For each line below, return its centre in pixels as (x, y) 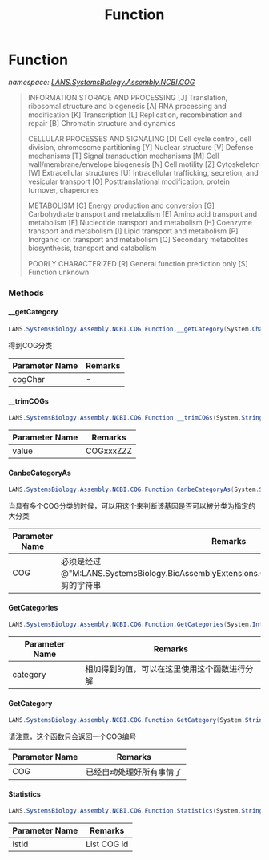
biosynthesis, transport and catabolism (92, 248)
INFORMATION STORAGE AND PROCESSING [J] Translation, (128, 97)
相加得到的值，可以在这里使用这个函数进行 (165, 669)
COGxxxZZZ (109, 451)
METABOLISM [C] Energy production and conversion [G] (121, 205)
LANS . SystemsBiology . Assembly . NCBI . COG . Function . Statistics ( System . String (136, 811)
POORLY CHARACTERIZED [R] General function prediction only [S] (138, 263)
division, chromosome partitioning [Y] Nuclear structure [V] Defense (141, 147)
